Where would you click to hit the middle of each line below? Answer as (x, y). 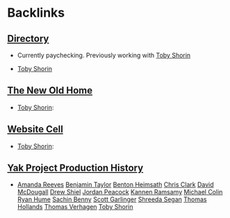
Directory (28, 39)
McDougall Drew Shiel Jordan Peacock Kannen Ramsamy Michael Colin (120, 192)
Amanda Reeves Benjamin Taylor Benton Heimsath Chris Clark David (115, 185)
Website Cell (35, 129)
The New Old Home (50, 91)
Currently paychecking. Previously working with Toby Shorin (104, 55)
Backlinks (36, 13)
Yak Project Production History (75, 168)
